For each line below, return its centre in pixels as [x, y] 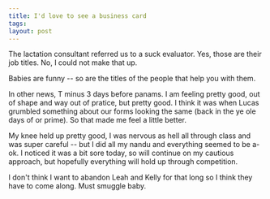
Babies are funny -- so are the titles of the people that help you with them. [132, 79]
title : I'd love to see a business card [78, 16]
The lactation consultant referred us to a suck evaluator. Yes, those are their [135, 54]
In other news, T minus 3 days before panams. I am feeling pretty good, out [135, 94]
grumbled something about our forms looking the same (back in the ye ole [133, 111]
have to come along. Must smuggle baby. [77, 186]
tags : [17, 24]
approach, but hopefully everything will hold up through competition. [123, 162]
